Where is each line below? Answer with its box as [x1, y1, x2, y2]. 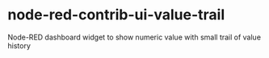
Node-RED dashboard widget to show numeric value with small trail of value [7, 32, 262, 42]
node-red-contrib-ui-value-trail [7, 6, 225, 24]
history [7, 40, 32, 50]
